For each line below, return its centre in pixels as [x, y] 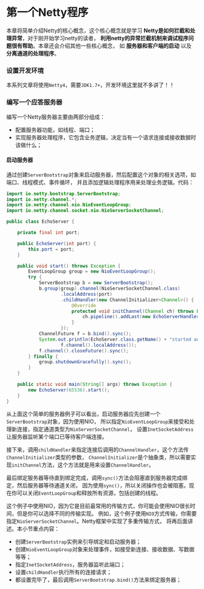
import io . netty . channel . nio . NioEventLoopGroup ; [69, 205]
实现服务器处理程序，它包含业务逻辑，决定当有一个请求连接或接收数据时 [105, 137]
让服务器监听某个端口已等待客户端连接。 [57, 436]
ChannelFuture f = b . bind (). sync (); [85, 334]
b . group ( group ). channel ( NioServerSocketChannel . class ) [110, 289]
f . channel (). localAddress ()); [99, 345]
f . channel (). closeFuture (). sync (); [84, 350]
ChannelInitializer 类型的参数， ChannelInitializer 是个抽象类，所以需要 [99, 457]
